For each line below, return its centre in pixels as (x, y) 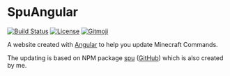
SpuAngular (43, 12)
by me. (17, 65)
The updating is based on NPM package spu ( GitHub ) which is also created (115, 58)
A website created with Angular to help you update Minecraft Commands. (113, 44)
